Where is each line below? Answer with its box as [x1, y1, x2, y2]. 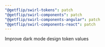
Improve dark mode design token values [5, 36, 89, 42]
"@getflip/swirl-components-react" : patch [5, 21, 96, 27]
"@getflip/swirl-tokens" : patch [5, 7, 73, 13]
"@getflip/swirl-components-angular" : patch [5, 17, 100, 22]
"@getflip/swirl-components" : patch [5, 12, 82, 17]
